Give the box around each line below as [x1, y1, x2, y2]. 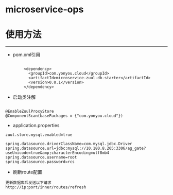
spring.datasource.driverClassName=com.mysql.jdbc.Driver [5, 141, 132, 147]
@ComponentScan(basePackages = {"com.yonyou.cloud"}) [5, 113, 124, 119]
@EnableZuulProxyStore [5, 109, 54, 114]
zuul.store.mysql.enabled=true [5, 132, 73, 137]
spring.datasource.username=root [5, 155, 77, 160]
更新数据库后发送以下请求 [5, 180, 51, 186]
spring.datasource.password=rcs [5, 159, 75, 165]
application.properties [12, 122, 60, 129]
